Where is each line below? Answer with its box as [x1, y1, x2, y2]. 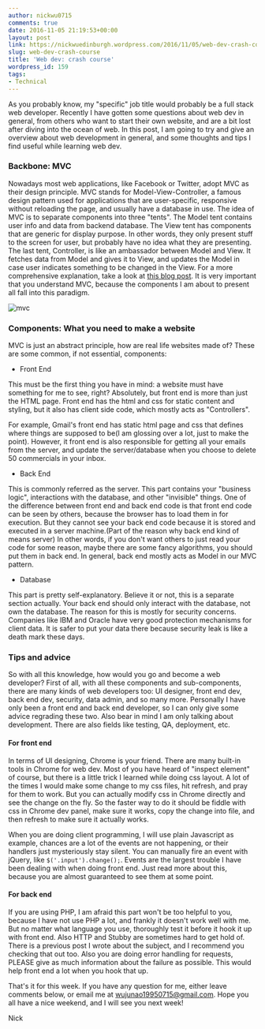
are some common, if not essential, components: [8, 349, 167, 359]
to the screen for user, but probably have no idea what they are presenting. [8, 238, 252, 247]
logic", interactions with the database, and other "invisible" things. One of [8, 492, 247, 502]
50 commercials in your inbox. [8, 454, 106, 463]
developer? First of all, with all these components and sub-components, [8, 678, 242, 687]
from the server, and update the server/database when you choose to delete [8, 445, 256, 455]
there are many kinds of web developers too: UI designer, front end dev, [8, 687, 242, 696]
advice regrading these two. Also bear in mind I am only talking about [8, 712, 234, 721]
